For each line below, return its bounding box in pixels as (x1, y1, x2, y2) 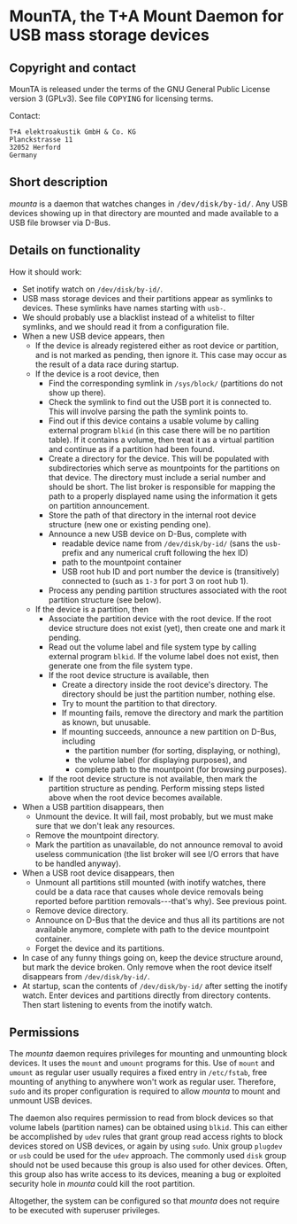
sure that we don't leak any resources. (34, 820, 175, 830)
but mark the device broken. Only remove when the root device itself (21, 962, 272, 972)
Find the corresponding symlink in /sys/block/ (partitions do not (48, 378, 284, 388)
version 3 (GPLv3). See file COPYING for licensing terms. (9, 93, 214, 104)
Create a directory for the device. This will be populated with (48, 453, 270, 464)
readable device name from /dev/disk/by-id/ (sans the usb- (61, 538, 282, 549)
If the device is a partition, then (34, 604, 148, 614)
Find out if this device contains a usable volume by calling (48, 415, 259, 426)
